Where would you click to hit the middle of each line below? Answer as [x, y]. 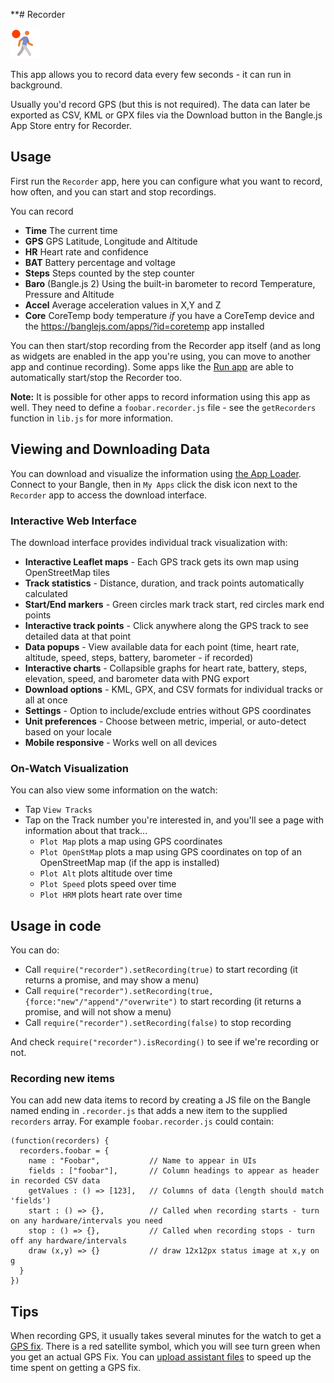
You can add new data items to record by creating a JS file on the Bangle [160, 1100]
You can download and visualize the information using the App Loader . [156, 473]
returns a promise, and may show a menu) [112, 980]
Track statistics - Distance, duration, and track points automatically [164, 583]
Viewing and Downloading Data [110, 449]
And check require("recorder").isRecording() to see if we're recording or [165, 1042]
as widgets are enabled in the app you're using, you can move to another [161, 356]
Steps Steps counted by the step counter [109, 273]
